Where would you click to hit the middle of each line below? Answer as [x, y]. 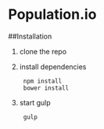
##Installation [30, 36]
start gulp [35, 102]
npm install [43, 81]
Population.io [52, 15]
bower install [46, 88]
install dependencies [53, 66]
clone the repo [43, 51]
